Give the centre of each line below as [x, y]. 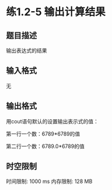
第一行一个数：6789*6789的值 [43, 134]
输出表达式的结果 [27, 51]
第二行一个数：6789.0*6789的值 [45, 146]
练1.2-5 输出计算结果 [56, 12]
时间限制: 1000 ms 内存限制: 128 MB [49, 181]
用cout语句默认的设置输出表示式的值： [52, 121]
